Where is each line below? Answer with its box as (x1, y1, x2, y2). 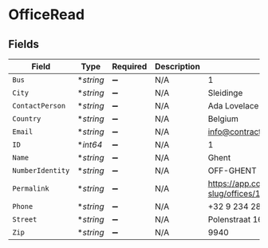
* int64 (77, 140, 103, 150)
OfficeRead (8, 6, 85, 24)
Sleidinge (207, 88, 243, 98)
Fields (8, 37, 40, 51)
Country (12, 114, 41, 123)
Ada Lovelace (207, 100, 259, 111)
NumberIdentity (12, 166, 70, 175)
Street (12, 215, 37, 224)
